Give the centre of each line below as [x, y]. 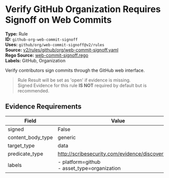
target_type [21, 145]
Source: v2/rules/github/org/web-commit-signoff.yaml [62, 50]
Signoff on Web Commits [59, 20]
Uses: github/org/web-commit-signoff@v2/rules [55, 44]
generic [67, 137]
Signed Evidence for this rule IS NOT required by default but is [82, 85]
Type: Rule [17, 34]
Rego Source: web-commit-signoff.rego [47, 55]
